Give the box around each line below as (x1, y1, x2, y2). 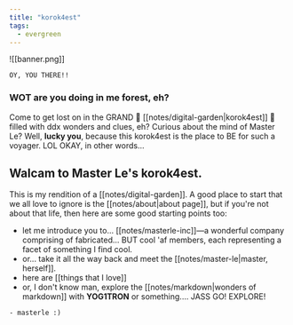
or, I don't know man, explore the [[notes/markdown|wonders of (21, 281, 257, 293)
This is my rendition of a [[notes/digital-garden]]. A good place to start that (9, 189, 283, 200)
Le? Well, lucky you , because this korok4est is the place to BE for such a (9, 131, 275, 141)
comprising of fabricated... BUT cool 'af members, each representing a (21, 234, 282, 245)
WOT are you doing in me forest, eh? (9, 91, 170, 104)
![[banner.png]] (9, 54, 65, 65)
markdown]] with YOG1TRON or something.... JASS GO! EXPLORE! (21, 291, 266, 302)
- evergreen (17, 29, 62, 38)
